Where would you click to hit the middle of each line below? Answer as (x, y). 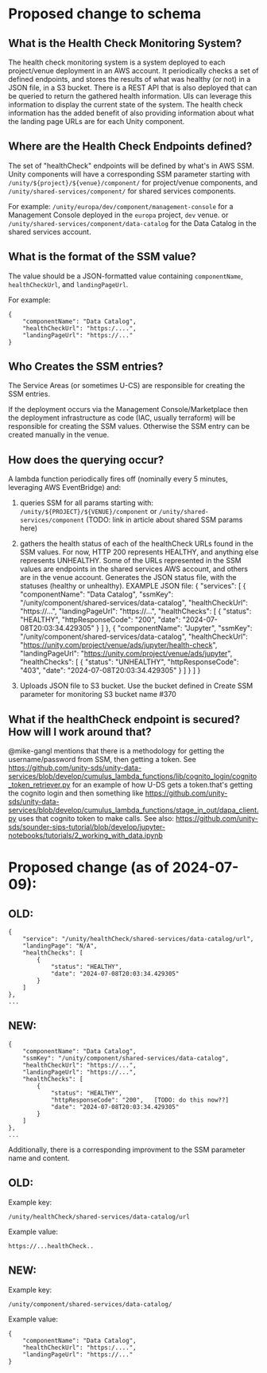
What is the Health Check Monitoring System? (125, 43)
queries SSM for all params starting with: (86, 503)
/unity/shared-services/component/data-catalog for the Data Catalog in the (132, 223)
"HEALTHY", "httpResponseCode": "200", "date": (100, 620)
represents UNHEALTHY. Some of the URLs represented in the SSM (130, 561)
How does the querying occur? (86, 459)
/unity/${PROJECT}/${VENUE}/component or (88, 511)
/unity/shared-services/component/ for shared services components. (122, 191)
